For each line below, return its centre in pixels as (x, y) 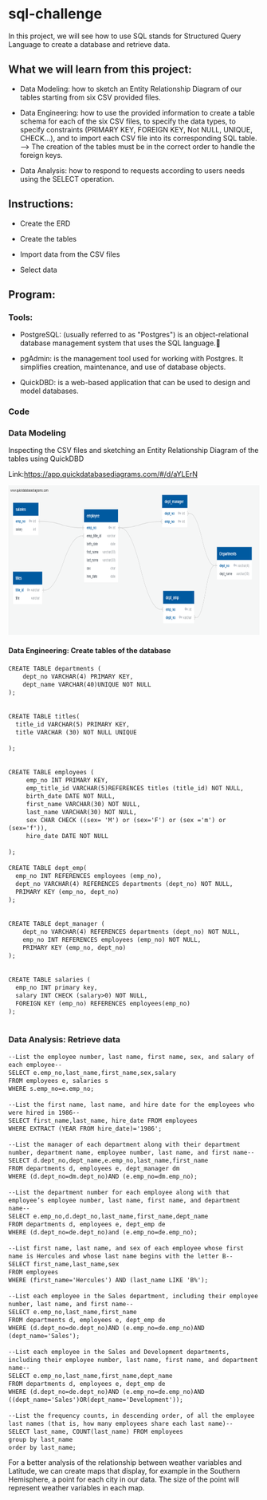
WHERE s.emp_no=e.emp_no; (51, 1089)
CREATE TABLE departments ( (55, 668)
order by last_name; (43, 1447)
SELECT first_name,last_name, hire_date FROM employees (103, 1120)
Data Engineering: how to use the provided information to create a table (137, 112)
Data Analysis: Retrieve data (65, 1039)
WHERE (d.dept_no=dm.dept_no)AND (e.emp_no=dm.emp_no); (103, 1176)
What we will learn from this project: (100, 70)
